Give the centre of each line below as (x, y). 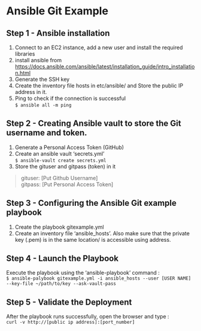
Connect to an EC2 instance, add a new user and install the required (99, 47)
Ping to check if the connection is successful (70, 98)
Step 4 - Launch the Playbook (62, 259)
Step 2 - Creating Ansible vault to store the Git (94, 124)
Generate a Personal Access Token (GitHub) (69, 147)
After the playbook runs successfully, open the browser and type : (88, 317)
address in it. (31, 92)
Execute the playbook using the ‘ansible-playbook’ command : (83, 273)
